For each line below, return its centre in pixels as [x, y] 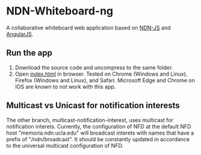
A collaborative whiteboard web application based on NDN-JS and [88, 28]
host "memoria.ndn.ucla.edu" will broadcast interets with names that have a [100, 133]
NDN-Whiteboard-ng [60, 11]
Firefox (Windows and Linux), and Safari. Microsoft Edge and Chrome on [105, 80]
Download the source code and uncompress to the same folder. [94, 67]
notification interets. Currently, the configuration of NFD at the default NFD [99, 126]
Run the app [29, 53]
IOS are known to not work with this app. [65, 87]
